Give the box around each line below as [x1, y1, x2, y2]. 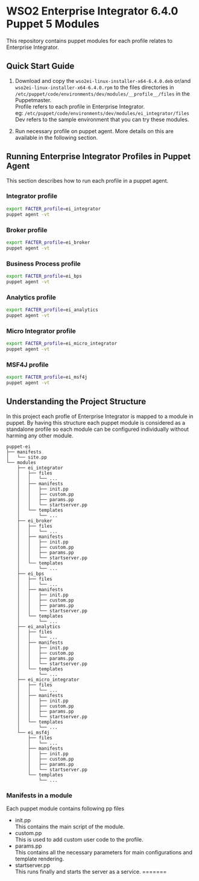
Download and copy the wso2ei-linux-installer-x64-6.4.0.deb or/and [14, 77, 191, 84]
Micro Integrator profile [6, 327, 77, 335]
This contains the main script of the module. [14, 823, 125, 830]
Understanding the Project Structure [6, 396, 147, 407]
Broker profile [6, 226, 48, 234]
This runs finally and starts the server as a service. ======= [14, 868, 167, 875]
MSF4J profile [6, 360, 49, 368]
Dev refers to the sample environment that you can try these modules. [14, 116, 189, 123]
